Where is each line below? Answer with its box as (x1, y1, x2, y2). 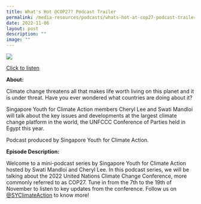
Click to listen (6, 64, 40, 71)
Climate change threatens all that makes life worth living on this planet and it (6, 88, 194, 95)
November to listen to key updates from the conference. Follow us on (6, 185, 177, 192)
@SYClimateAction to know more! (6, 191, 90, 199)
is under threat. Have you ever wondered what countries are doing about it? (6, 94, 193, 101)
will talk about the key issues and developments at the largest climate (6, 112, 178, 119)
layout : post (6, 25, 39, 32)
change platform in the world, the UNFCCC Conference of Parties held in (6, 118, 186, 125)
